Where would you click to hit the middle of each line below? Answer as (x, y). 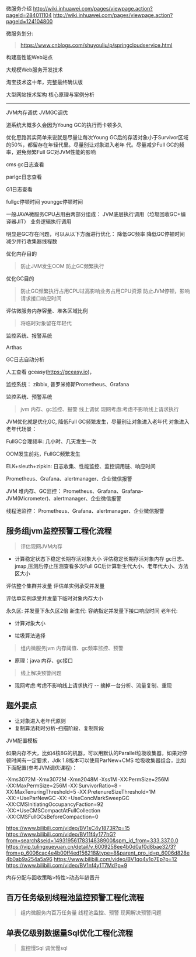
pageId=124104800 (29, 21)
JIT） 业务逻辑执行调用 (44, 222)
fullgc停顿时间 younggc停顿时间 (45, 202)
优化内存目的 (21, 254)
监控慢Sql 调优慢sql (44, 948)
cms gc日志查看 (25, 164)
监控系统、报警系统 (29, 336)
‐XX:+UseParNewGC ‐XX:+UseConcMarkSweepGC (68, 798)
